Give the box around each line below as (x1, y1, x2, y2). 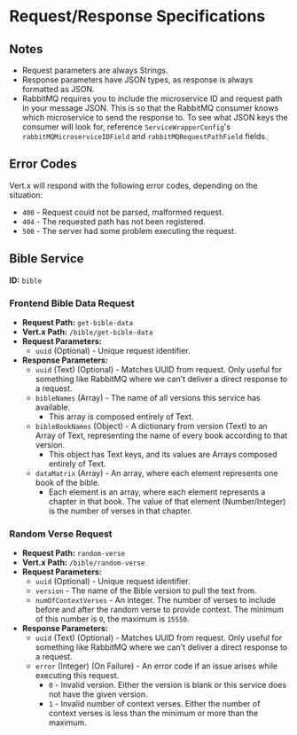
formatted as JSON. (21, 84, 95, 94)
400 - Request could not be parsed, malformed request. (21, 207, 224, 217)
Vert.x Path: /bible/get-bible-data (21, 326, 153, 337)
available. (35, 402, 71, 412)
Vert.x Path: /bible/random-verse (21, 557, 145, 568)
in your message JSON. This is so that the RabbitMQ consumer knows (21, 103, 279, 113)
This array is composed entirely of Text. (48, 411, 194, 422)
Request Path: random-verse (21, 548, 126, 559)
